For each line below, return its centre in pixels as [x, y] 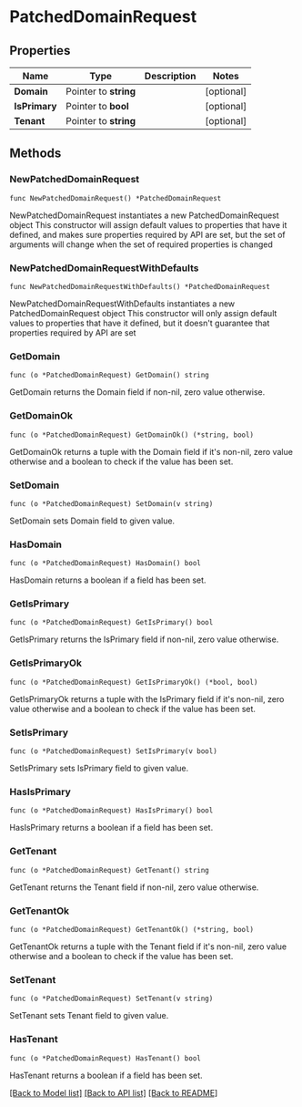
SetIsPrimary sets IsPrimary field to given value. [99, 769]
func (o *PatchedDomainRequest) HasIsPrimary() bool [111, 811]
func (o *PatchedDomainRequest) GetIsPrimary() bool [111, 623]
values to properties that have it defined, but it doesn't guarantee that [140, 323]
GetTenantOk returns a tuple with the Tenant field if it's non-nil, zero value [148, 947]
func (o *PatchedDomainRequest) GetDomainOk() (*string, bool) [132, 435]
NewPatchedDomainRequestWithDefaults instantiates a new [122, 304]
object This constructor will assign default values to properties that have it [148, 224]
